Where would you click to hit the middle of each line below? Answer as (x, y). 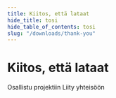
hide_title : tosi (33, 20)
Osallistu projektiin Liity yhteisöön (56, 87)
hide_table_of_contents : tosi (52, 27)
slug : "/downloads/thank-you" (52, 33)
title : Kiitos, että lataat (49, 14)
